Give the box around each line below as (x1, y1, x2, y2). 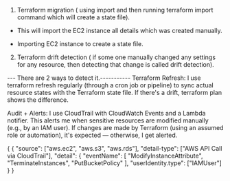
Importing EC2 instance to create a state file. (16, 40, 144, 47)
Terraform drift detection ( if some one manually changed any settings (16, 53, 216, 61)
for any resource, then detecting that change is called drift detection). (16, 61, 214, 68)
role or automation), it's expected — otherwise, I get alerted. (7, 131, 178, 139)
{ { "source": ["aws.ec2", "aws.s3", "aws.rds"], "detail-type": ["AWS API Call (7, 145, 222, 152)
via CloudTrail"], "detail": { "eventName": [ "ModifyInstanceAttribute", (7, 151, 203, 160)
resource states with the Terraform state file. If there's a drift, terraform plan (7, 89, 222, 96)
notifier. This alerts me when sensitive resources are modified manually (7, 116, 209, 125)
